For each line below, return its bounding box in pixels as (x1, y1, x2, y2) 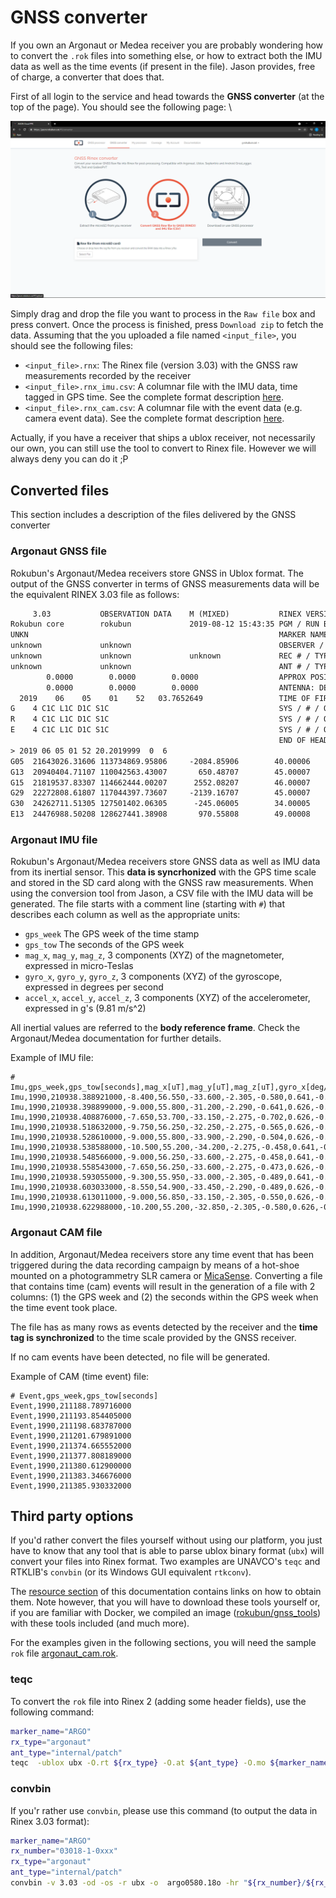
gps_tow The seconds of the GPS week (24, 939, 185, 951)
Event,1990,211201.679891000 (10, 1431, 132, 1441)
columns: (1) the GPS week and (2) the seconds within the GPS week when (10, 1291, 319, 1303)
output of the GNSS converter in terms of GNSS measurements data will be (10, 577, 320, 590)
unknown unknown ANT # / (10, 661, 311, 671)
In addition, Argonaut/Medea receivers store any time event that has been (10, 1248, 315, 1260)
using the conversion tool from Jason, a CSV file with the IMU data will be (10, 887, 314, 900)
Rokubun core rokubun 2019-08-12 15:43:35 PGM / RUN (10, 619, 320, 630)
